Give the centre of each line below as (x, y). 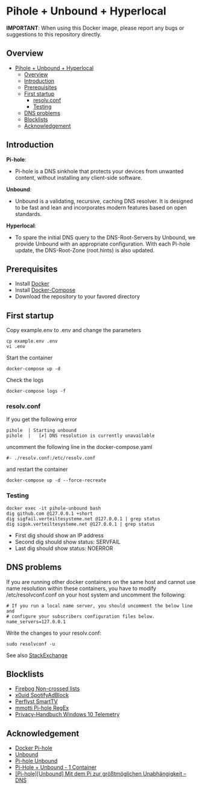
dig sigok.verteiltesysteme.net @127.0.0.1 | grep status (80, 524)
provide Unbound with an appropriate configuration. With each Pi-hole (103, 244)
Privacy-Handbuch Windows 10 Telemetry (67, 715)
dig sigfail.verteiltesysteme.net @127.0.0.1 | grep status (84, 519)
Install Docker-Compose (45, 290)
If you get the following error (42, 419)
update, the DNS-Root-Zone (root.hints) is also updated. (85, 250)
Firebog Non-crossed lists (47, 689)
